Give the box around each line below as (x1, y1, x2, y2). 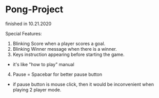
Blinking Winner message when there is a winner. (12, 46, 117, 52)
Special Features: (5, 30, 42, 36)
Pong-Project (5, 4, 64, 15)
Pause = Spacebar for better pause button (12, 71, 103, 77)
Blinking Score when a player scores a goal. (12, 40, 106, 47)
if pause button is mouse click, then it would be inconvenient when (12, 81, 154, 87)
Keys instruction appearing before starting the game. (12, 51, 125, 57)
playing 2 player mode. (12, 86, 62, 93)
